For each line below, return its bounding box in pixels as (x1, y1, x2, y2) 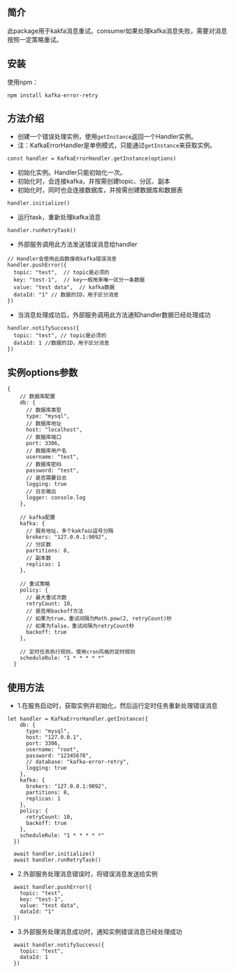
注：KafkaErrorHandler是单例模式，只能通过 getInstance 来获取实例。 (17, 141, 217, 149)
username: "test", (25, 454, 80, 461)
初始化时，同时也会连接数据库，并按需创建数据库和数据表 (17, 186, 183, 194)
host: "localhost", (25, 426, 82, 433)
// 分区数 (25, 541, 52, 548)
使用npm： (7, 78, 39, 86)
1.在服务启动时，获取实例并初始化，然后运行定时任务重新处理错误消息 (17, 702, 218, 710)
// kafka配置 (20, 514, 56, 521)
